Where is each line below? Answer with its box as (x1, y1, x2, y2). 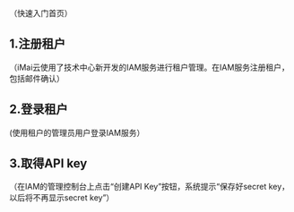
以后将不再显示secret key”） (9, 192, 115, 203)
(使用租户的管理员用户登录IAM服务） (9, 127, 145, 138)
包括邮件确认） (9, 72, 65, 83)
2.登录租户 (9, 102, 69, 117)
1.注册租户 (9, 37, 66, 52)
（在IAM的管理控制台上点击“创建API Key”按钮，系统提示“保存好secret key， (9, 182, 290, 192)
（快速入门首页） (9, 8, 73, 18)
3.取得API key (9, 156, 88, 172)
